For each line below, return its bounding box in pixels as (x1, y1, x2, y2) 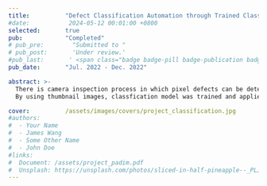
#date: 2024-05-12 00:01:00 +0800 (8, 19, 158, 27)
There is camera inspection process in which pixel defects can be (15, 85, 244, 93)
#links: (8, 151, 34, 159)
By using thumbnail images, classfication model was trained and (15, 92, 237, 100)
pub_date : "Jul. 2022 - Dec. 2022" (8, 64, 148, 72)
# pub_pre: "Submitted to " (8, 41, 126, 49)
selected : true (8, 26, 80, 34)
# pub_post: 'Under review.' (8, 48, 126, 56)
